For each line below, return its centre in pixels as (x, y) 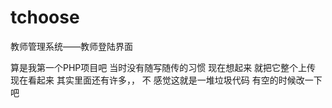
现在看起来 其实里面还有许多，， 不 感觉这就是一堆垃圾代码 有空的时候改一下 (166, 80)
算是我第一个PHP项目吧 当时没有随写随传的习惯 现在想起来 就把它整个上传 (163, 67)
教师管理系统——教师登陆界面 (71, 46)
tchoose (45, 17)
